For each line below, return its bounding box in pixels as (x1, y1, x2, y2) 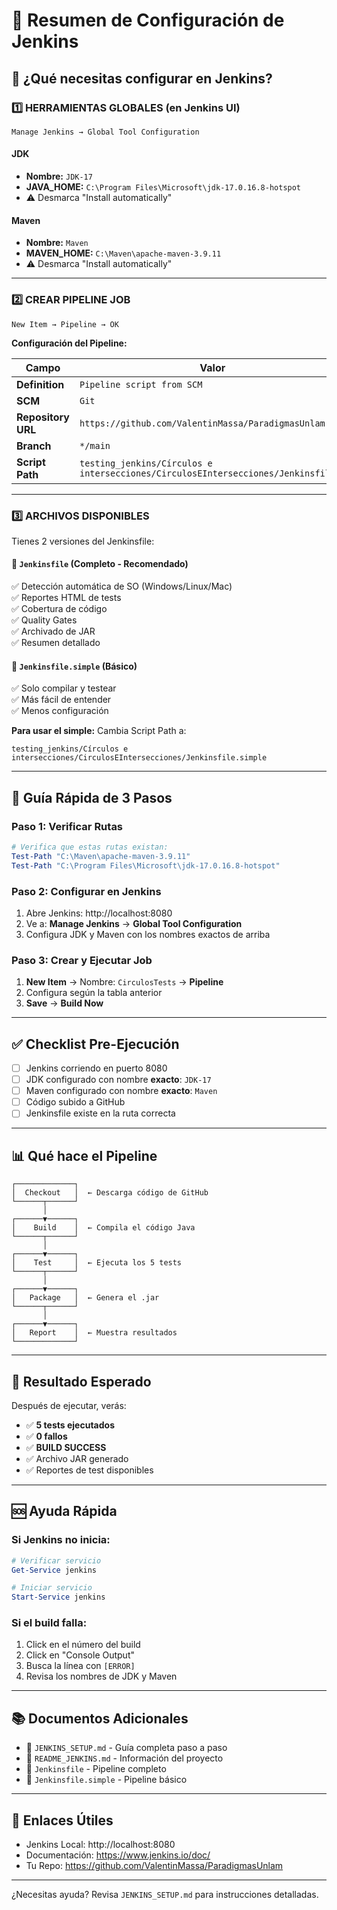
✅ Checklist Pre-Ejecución (11, 1035, 180, 1053)
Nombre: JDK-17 (25, 170, 93, 183)
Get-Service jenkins (11, 1565, 98, 1575)
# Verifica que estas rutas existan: (11, 842, 169, 852)
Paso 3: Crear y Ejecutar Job (11, 953, 153, 967)
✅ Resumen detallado (11, 637, 101, 649)
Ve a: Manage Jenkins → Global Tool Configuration (25, 917, 243, 929)
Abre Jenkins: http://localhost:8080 (25, 907, 173, 919)
